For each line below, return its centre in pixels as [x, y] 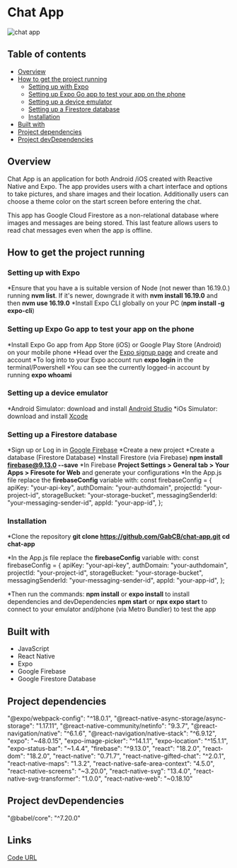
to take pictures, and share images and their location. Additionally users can [118, 194]
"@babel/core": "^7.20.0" [44, 818]
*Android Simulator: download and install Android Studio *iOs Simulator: [112, 408]
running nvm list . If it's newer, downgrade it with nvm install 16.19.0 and [112, 296]
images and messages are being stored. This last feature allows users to [113, 223]
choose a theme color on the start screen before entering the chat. [104, 201]
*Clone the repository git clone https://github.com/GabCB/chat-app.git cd [118, 537]
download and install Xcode [48, 416]
